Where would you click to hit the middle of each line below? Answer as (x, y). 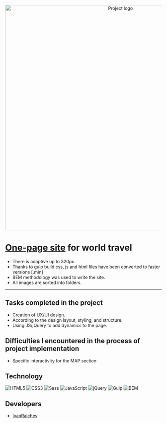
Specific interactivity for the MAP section (54, 360)
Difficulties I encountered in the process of (73, 341)
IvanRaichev (25, 416)
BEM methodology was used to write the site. (59, 277)
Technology (24, 376)
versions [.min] (28, 272)
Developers (23, 404)
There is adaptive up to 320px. (44, 261)
